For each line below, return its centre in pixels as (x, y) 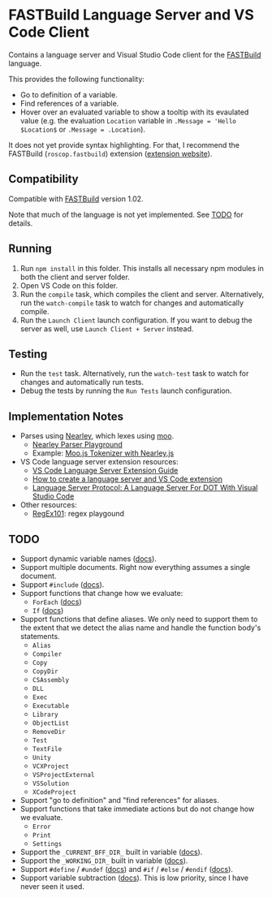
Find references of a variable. (69, 103)
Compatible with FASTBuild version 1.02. (76, 199)
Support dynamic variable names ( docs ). (88, 559)
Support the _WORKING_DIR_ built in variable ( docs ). (104, 861)
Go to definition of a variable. (69, 94)
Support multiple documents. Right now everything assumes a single (135, 567)
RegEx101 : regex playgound (78, 514)
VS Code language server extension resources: (99, 462)
